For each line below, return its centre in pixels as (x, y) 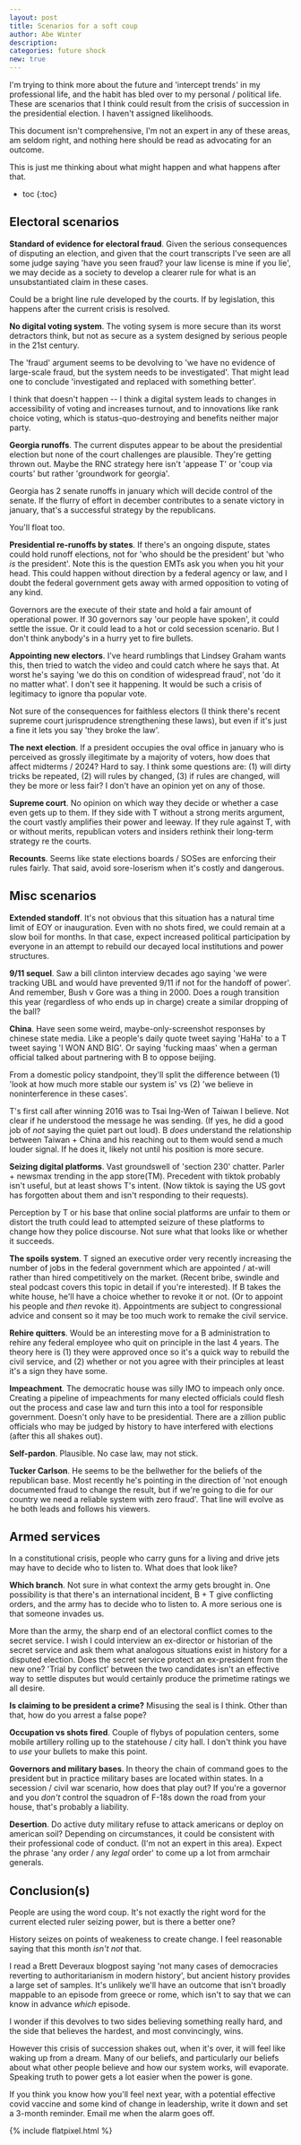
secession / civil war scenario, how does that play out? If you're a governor (148, 1788)
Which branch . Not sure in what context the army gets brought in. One (140, 1585)
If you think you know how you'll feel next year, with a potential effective (142, 2095)
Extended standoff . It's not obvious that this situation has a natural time (142, 917)
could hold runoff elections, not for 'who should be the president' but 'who (147, 554)
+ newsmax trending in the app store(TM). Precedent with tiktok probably (145, 1176)
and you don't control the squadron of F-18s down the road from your (138, 1797)
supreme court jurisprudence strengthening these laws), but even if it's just (148, 720)
